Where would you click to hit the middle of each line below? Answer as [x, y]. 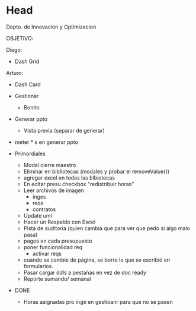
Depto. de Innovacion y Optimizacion [51, 27]
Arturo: [15, 73]
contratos [44, 209]
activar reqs [47, 253]
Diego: [14, 50]
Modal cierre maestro [50, 165]
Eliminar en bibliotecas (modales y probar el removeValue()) [97, 171]
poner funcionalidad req [53, 247]
